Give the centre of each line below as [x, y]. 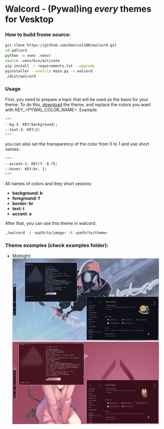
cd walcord [16, 51]
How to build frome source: [38, 35]
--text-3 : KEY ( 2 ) [23, 130]
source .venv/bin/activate [32, 61]
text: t [18, 208]
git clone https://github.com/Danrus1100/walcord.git [61, 45]
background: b [27, 193]
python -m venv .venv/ [28, 56]
